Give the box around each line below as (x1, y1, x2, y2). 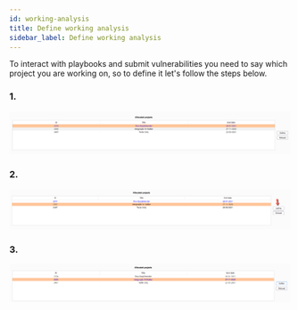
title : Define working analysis (9, 23, 129, 33)
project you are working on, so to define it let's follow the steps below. (9, 68, 268, 79)
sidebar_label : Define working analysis (9, 33, 162, 42)
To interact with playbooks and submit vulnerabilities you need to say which (9, 59, 288, 69)
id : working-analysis (9, 14, 90, 23)
